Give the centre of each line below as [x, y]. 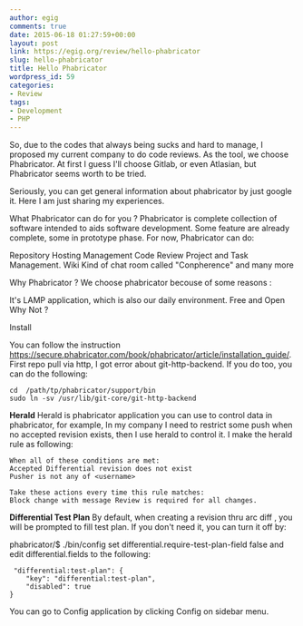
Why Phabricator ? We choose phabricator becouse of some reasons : [141, 283]
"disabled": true [59, 587]
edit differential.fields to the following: [80, 554]
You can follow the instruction [65, 345]
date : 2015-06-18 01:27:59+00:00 [73, 34]
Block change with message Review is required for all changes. [133, 501]
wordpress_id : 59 [42, 77]
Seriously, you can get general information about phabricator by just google [151, 191]
